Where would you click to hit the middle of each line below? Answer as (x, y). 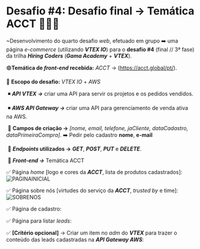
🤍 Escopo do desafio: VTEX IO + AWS (53, 82)
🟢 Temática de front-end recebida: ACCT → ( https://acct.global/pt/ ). (92, 68)
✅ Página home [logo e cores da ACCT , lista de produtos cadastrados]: (94, 172)
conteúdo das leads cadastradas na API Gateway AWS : (75, 239)
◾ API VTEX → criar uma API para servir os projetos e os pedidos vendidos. (100, 94)
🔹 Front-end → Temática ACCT (46, 160)
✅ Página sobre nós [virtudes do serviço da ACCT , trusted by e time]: (92, 190)
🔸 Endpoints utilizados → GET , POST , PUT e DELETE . (75, 149)
